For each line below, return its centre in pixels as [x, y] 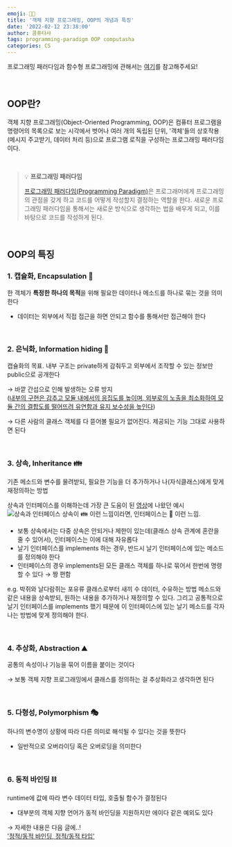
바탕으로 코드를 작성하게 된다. [64, 217]
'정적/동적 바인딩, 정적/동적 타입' [51, 836]
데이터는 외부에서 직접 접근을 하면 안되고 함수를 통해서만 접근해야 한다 [111, 316]
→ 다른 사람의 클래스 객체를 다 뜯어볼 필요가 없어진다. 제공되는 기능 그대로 [107, 421]
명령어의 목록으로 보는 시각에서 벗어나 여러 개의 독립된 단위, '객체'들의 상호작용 [113, 131]
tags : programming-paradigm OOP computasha [71, 40]
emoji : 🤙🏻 [21, 14]
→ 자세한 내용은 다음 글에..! [44, 827]
